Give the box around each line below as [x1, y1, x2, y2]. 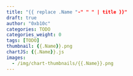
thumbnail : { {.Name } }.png [6, 44, 72, 50]
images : [6, 55, 26, 61]
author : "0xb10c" [6, 20, 51, 26]
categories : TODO [6, 26, 51, 32]
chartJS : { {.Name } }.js [6, 49, 64, 55]
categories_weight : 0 [6, 32, 62, 38]
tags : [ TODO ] [6, 37, 40, 44]
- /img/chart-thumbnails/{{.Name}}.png [12, 60, 114, 66]
